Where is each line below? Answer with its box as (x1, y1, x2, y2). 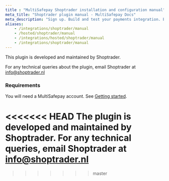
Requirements (5, 82, 41, 89)
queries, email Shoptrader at (5, 143, 127, 154)
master (93, 170, 107, 176)
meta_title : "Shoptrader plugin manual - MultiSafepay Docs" (5, 12, 136, 17)
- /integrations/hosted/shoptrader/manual (14, 36, 105, 41)
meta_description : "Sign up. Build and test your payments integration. (5, 17, 161, 22)
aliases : (5, 21, 24, 27)
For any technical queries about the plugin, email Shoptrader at (5, 64, 136, 70)
